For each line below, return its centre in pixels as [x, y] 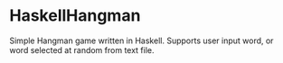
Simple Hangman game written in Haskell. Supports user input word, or [141, 40]
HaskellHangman [75, 16]
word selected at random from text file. [82, 49]
